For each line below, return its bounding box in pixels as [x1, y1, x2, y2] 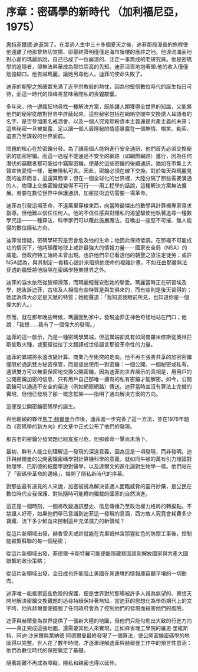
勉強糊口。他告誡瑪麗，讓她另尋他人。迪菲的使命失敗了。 [6, 70, 146, 77]
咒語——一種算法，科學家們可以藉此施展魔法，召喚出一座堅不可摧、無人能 [11, 216, 192, 223]
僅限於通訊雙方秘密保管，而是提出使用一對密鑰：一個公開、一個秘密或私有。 [6, 361, 192, 368]
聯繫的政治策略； [6, 557, 48, 564]
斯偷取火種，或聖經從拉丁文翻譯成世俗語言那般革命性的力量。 [6, 340, 156, 348]
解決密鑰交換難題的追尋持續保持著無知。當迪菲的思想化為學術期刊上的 [16, 597, 187, 604]
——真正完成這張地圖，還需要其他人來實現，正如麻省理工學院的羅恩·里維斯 [6, 624, 189, 631]
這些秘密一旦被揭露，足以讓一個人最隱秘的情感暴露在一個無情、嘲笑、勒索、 [6, 125, 192, 132]
